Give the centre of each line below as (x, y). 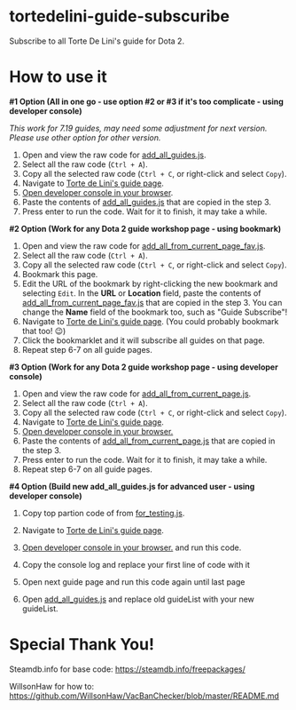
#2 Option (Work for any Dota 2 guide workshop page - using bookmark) (145, 228)
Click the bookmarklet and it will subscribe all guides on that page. (144, 340)
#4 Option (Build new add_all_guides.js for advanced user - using (132, 486)
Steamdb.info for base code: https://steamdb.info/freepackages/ (127, 669)
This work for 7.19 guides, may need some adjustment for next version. (138, 128)
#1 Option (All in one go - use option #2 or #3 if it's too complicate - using (146, 101)
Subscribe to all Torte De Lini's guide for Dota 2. (97, 41)
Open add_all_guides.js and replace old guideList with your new (138, 599)
